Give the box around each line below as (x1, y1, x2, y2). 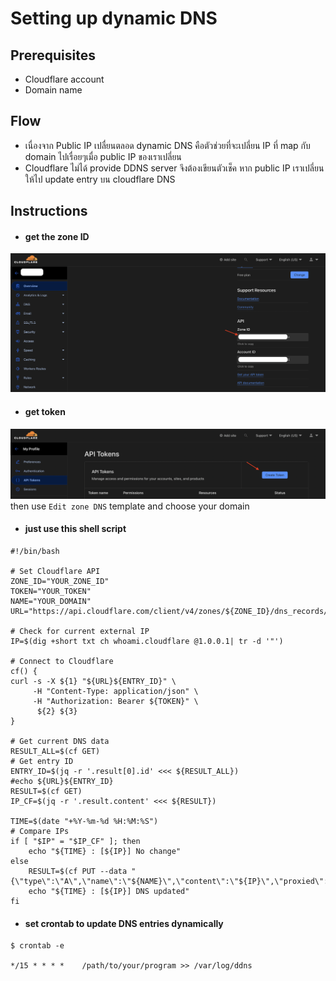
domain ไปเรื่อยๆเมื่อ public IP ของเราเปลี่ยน (24, 150, 182, 162)
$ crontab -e (10, 941, 65, 951)
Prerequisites (10, 47, 96, 64)
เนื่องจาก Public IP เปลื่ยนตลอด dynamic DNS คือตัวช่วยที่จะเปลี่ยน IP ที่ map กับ (24, 139, 311, 151)
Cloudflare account (24, 73, 105, 85)
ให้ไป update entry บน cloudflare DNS (24, 173, 176, 185)
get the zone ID (24, 230, 90, 242)
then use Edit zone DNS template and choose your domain (10, 500, 250, 512)
